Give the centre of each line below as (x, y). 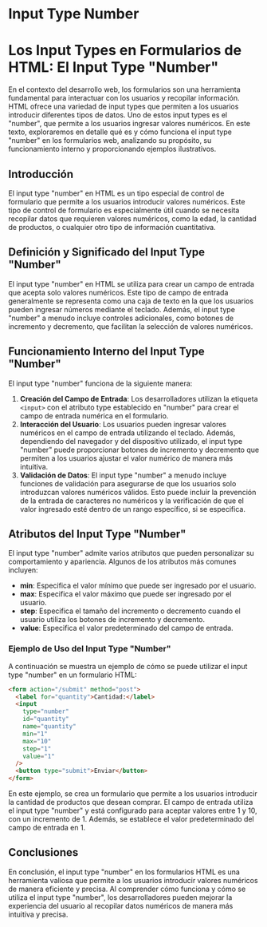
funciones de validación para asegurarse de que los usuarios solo (128, 483)
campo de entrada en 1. (47, 828)
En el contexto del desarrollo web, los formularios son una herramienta (124, 89)
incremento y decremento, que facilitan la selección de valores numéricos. (131, 326)
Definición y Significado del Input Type (107, 252)
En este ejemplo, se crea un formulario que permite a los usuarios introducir (133, 794)
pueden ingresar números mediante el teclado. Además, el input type (122, 309)
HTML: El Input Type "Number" (114, 67)
